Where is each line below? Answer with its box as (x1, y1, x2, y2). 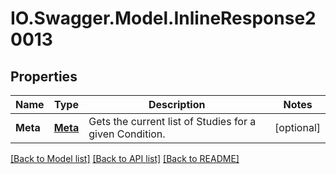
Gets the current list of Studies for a (88, 115, 257, 128)
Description (148, 98, 206, 111)
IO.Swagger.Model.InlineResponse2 (10, 7, 317, 30)
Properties (10, 68, 78, 85)
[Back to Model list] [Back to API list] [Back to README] (10, 153, 240, 164)
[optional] (274, 121, 321, 134)
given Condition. (88, 127, 166, 141)
